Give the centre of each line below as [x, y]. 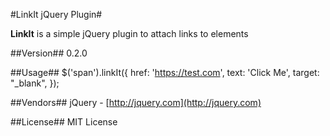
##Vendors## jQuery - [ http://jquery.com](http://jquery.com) [136, 102]
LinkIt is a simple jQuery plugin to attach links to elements [129, 33]
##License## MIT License [64, 122]
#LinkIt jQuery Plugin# [56, 14]
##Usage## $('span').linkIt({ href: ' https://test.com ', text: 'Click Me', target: [165, 72]
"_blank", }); [35, 83]
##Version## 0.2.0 [49, 53]
